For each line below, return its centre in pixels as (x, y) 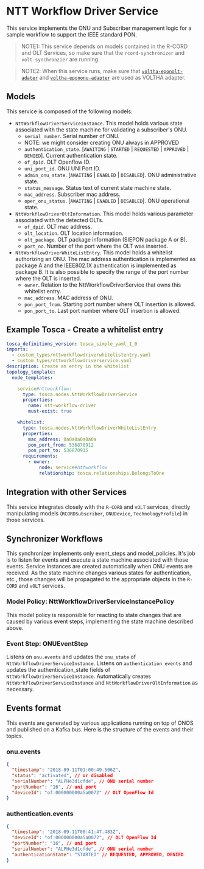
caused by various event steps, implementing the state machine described (100, 621)
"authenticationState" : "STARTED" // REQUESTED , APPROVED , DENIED (98, 854)
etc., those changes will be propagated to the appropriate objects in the (96, 579)
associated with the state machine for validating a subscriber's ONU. (101, 130)
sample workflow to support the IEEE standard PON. (72, 34)
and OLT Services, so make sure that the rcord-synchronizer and (103, 52)
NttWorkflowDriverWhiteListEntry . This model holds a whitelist (94, 252)
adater (30, 78)
